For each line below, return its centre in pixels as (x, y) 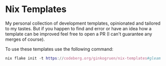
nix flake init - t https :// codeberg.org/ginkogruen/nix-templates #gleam (83, 58)
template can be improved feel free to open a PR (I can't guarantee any (79, 34)
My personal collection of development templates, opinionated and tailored (83, 23)
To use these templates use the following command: (59, 49)
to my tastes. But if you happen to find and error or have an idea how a (78, 28)
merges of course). (25, 39)
